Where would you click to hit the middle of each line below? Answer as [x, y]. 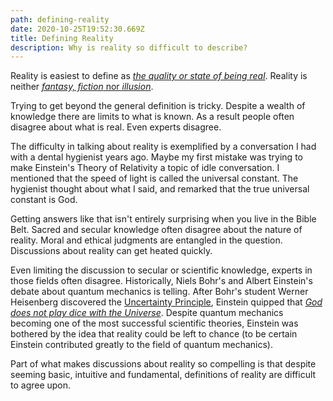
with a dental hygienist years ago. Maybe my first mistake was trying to [156, 157]
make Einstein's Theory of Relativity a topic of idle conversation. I [145, 168]
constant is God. [44, 200]
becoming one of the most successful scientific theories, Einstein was [154, 323]
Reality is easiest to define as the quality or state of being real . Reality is [159, 76]
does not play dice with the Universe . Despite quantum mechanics [147, 313]
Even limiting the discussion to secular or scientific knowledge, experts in [161, 270]
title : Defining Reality [62, 38]
